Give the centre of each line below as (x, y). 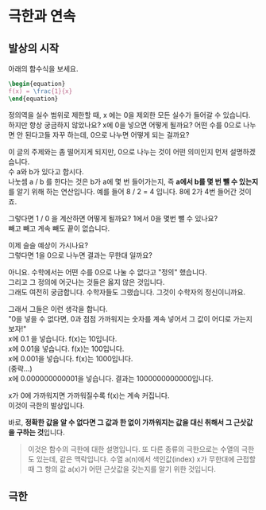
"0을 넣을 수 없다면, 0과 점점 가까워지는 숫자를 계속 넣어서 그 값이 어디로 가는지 (130, 318)
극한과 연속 (42, 16)
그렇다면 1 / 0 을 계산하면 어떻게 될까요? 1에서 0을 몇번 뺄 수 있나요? (113, 218)
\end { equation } (33, 99)
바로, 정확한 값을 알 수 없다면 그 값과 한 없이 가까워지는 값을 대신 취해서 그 (120, 422)
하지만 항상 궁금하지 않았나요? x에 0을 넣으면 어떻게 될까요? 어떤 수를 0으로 (125, 125)
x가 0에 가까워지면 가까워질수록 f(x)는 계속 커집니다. (89, 395)
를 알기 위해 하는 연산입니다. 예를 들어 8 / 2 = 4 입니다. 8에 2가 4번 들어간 (122, 191)
